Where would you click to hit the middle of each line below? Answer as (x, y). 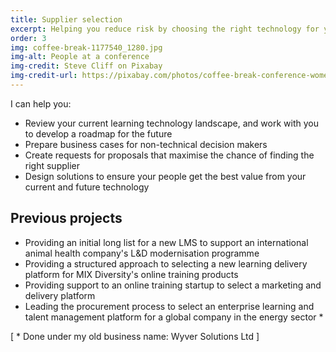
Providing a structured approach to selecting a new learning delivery (166, 263)
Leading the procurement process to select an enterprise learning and (169, 306)
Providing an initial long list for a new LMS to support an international (166, 242)
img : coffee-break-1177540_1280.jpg (86, 47)
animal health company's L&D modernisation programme (142, 253)
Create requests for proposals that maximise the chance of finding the (169, 155)
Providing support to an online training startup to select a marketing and (173, 285)
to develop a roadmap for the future (98, 133)
